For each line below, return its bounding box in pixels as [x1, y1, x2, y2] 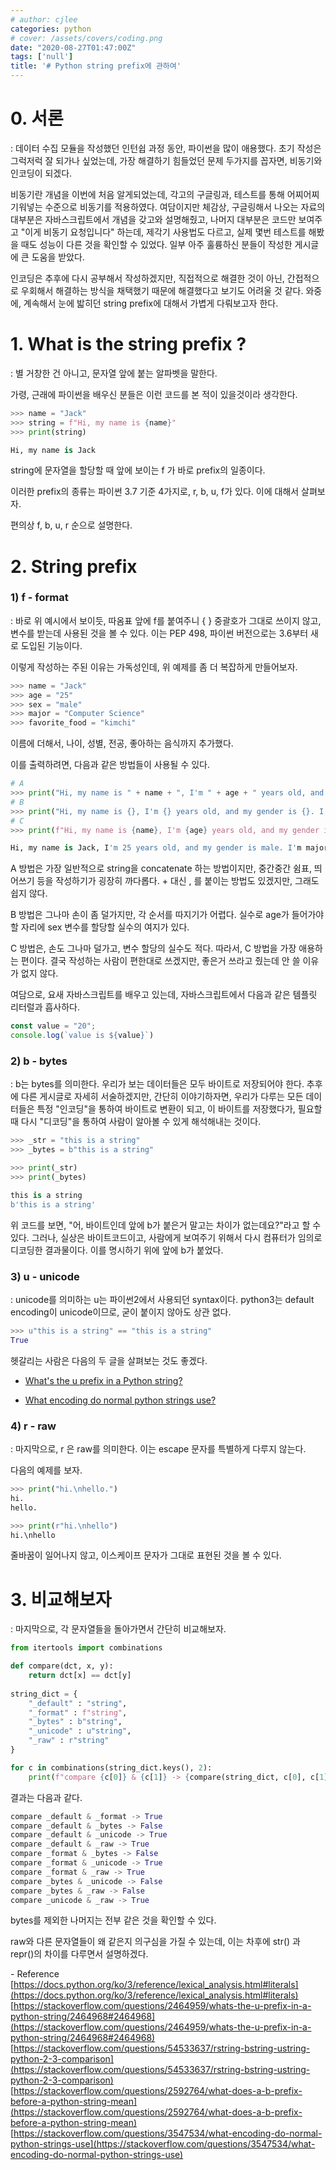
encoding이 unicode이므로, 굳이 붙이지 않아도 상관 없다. [10, 1306, 232, 1318]
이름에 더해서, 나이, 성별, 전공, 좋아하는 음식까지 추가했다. [10, 737, 234, 750]
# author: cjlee [10, 14, 78, 25]
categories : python [10, 24, 92, 34]
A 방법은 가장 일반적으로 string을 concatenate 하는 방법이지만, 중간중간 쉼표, [10, 862, 312, 875]
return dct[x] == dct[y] [28, 1671, 132, 1681]
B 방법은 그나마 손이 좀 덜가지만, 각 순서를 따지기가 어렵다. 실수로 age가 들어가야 [10, 909, 325, 921]
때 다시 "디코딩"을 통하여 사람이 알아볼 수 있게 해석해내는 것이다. [10, 1116, 262, 1128]
